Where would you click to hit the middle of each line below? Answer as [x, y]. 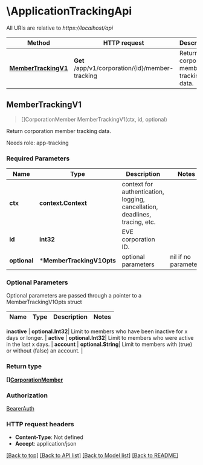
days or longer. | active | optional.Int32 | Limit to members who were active [100, 338]
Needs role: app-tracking [37, 143]
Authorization [27, 395]
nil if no [181, 257]
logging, [133, 200]
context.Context [63, 203]
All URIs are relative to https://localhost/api [60, 28]
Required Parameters [38, 158]
